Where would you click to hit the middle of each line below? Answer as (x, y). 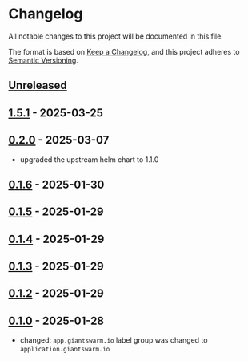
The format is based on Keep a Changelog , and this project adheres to (124, 51)
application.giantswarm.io (65, 350)
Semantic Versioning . (43, 60)
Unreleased (38, 85)
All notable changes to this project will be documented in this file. (116, 36)
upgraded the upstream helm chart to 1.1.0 (89, 159)
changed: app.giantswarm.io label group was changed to (114, 340)
